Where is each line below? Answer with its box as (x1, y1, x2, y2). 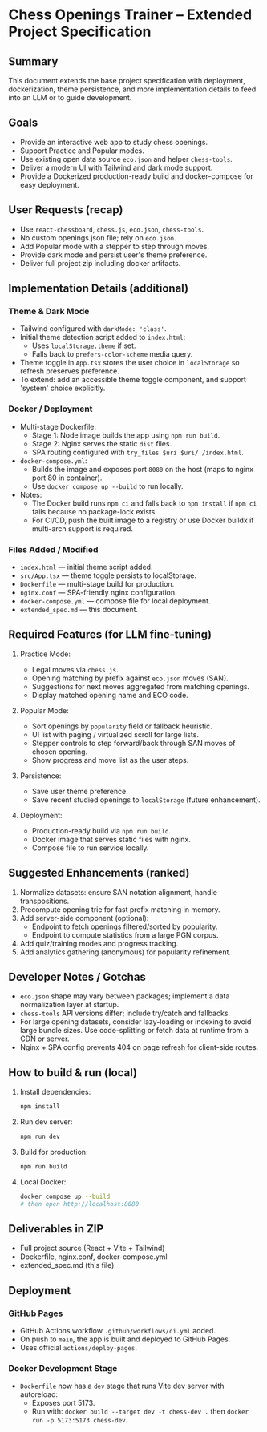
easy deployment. (19, 180, 80, 189)
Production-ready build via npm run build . (31, 825, 171, 835)
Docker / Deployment (8, 403, 93, 414)
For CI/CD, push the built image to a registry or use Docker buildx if (31, 515, 254, 525)
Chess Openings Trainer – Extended (8, 6, 253, 24)
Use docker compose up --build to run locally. (31, 481, 184, 490)
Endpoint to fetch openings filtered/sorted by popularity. (31, 922, 218, 931)
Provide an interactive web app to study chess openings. (19, 137, 208, 147)
